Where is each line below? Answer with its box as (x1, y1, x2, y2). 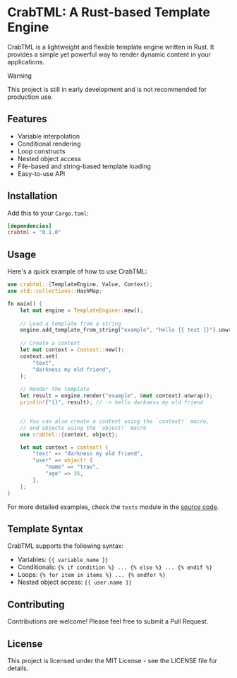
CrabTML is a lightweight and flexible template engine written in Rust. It (7, 42, 214, 51)
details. (7, 664, 29, 672)
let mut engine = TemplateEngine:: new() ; (20, 307, 143, 314)
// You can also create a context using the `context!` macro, (20, 418, 210, 425)
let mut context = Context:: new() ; (20, 346, 125, 353)
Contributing (7, 598, 65, 610)
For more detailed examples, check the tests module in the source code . (7, 503, 219, 511)
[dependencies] (7, 222, 52, 230)
